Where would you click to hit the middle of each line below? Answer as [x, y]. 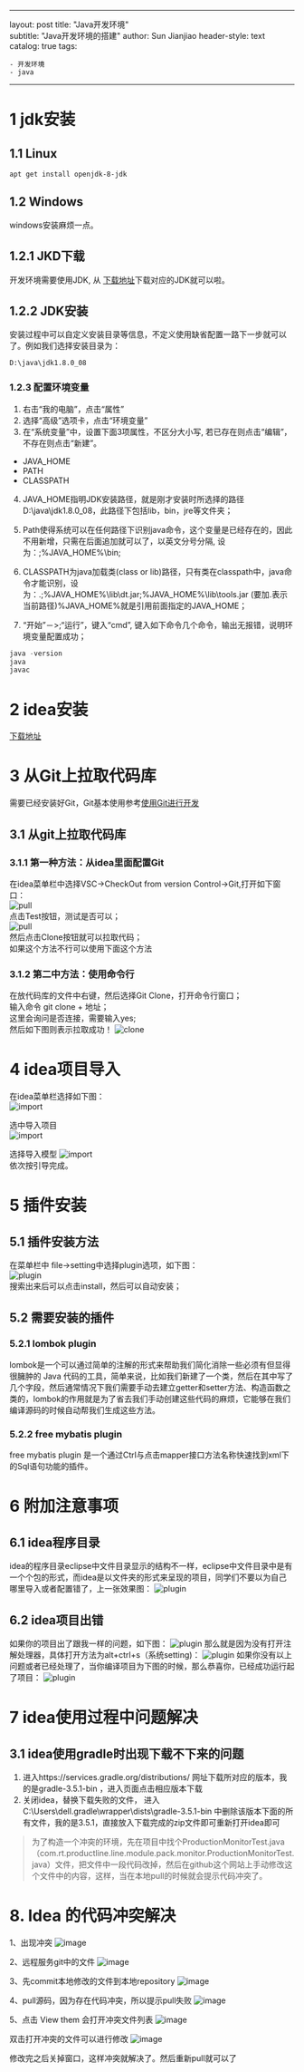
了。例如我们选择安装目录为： [65, 346]
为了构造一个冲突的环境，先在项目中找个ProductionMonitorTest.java [158, 1842]
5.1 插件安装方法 [54, 1241]
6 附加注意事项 [64, 1506]
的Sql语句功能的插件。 [51, 1467]
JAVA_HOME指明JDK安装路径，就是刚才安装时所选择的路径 [133, 499]
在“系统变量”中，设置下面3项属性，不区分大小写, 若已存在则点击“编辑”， [157, 431]
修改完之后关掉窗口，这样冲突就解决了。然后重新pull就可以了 [123, 2057]
